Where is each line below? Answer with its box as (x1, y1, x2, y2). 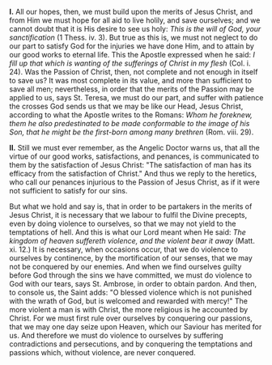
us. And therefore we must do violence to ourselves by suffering (9, 331, 223, 340)
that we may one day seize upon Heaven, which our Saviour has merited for (9, 322, 262, 331)
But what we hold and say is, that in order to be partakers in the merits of (9, 202, 253, 211)
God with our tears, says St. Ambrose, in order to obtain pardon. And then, (9, 279, 257, 288)
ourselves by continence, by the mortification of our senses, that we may (9, 253, 253, 262)
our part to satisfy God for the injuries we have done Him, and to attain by (9, 41, 254, 51)
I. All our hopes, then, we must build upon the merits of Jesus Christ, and (9, 7, 253, 16)
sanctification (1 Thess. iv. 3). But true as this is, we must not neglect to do (9, 32, 258, 42)
